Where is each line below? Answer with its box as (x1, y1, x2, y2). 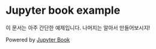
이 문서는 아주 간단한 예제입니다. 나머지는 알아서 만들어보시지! (5, 24, 151, 31)
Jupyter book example (5, 4, 120, 17)
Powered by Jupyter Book (5, 36, 70, 43)
